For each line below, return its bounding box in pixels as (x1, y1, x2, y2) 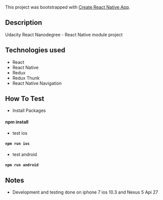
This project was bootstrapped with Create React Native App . (5, 4, 130, 10)
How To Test (5, 95, 45, 103)
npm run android (5, 163, 39, 168)
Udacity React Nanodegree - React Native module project (5, 32, 123, 38)
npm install (5, 119, 29, 125)
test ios (12, 130, 28, 136)
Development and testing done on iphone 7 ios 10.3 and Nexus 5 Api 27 (12, 189, 159, 195)
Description (5, 18, 42, 27)
